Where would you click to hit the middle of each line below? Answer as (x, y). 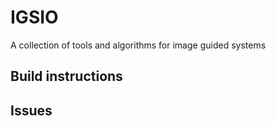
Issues (31, 110)
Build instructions (66, 76)
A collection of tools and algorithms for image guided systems (138, 45)
